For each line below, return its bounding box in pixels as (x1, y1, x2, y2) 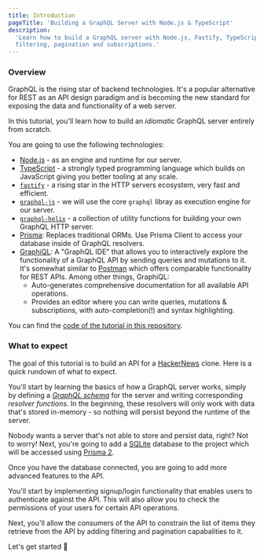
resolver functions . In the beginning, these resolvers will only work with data (8, 399, 255, 408)
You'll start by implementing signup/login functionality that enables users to (8, 486, 253, 495)
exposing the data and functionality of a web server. (8, 101, 177, 111)
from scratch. (8, 125, 53, 134)
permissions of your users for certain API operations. (8, 502, 180, 512)
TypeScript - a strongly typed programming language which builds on (19, 164, 246, 173)
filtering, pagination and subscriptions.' (15, 41, 159, 49)
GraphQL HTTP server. (19, 222, 94, 232)
